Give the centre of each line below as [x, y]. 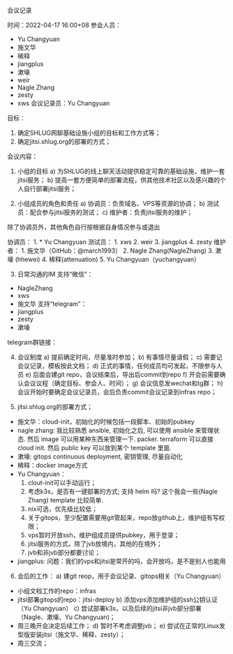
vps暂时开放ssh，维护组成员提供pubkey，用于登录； [104, 535]
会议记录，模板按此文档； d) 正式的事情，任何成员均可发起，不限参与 [117, 366]
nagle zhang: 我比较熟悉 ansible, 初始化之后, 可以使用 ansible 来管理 [115, 430]
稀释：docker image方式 [52, 465]
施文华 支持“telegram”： [52, 304]
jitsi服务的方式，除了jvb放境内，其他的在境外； [95, 544]
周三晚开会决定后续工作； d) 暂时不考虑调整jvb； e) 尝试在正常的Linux [118, 626]
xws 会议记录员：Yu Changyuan [63, 103]
